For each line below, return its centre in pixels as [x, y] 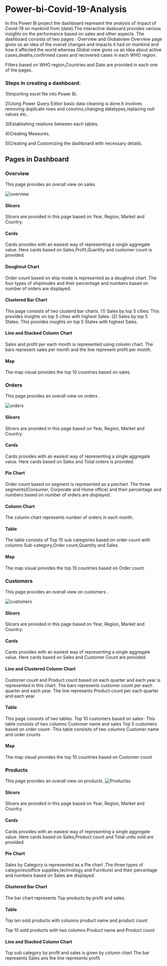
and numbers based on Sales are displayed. [50, 875]
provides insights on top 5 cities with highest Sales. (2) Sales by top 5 [77, 316]
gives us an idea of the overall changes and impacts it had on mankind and [82, 44]
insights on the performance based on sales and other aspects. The [75, 34]
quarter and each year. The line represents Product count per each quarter [82, 691]
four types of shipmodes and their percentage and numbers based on [77, 283]
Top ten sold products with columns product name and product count [77, 920]
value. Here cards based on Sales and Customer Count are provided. [76, 658]
